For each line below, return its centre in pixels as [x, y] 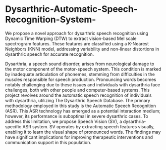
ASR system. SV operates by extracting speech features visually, [88, 126]
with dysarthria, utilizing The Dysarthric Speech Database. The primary [78, 100]
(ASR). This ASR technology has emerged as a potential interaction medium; [83, 111]
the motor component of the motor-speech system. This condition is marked [83, 69]
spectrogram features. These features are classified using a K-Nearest [77, 43]
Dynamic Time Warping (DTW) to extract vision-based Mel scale [71, 38]
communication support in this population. [48, 142]
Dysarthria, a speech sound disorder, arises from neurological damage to [80, 64]
